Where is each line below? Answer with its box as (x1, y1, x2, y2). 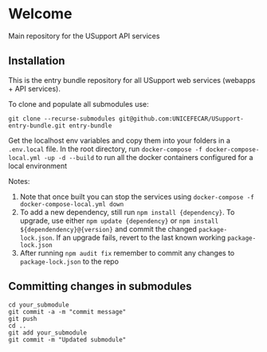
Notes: (8, 176, 30, 186)
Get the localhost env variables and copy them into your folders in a (8, 135, 231, 145)
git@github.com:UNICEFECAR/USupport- (118, 115, 245, 123)
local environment (8, 161, 68, 170)
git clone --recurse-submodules (8, 115, 116, 123)
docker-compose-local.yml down (19, 200, 124, 208)
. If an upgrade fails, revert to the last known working (52, 233, 226, 242)
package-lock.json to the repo (19, 256, 120, 266)
